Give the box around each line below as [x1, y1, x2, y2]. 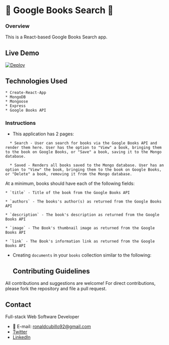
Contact [5, 300, 31, 309]
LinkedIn [12, 334, 31, 340]
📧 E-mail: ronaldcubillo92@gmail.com [12, 323, 91, 330]
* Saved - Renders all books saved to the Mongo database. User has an [10, 163, 164, 168]
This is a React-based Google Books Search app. [5, 34, 108, 40]
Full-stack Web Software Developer [5, 314, 79, 320]
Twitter [12, 329, 28, 335]
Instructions [5, 120, 36, 127]
